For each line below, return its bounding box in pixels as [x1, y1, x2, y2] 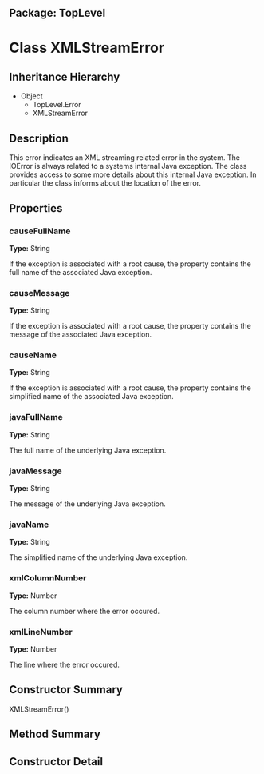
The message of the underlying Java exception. [9, 499, 166, 509]
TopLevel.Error [32, 100, 82, 110]
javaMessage [9, 465, 62, 477]
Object [20, 91, 43, 101]
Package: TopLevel [9, 6, 106, 20]
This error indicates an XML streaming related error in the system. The [9, 153, 240, 162]
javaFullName [9, 412, 63, 423]
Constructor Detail [9, 755, 103, 768]
